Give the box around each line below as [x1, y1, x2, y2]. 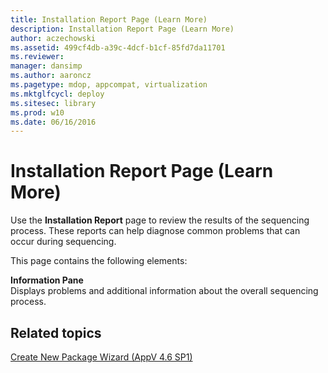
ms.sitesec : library [10, 98, 97, 108]
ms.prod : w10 [10, 107, 65, 118]
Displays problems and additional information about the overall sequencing [10, 285, 319, 297]
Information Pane [10, 274, 84, 286]
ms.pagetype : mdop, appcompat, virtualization [10, 80, 208, 90]
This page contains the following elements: [10, 255, 188, 267]
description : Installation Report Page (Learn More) [10, 24, 235, 34]
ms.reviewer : [10, 52, 65, 62]
